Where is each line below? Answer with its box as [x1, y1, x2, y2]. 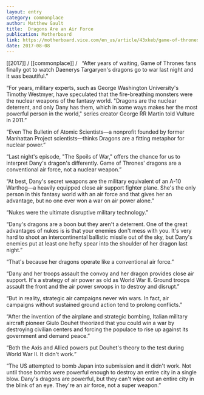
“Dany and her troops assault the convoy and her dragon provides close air [6, 270, 194, 277]
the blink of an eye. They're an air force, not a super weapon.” [6, 381, 161, 389]
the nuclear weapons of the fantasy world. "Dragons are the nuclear [6, 97, 177, 104]
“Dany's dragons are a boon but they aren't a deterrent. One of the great [6, 220, 188, 228]
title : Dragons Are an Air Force [6, 26, 94, 32]
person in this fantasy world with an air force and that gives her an [6, 190, 172, 197]
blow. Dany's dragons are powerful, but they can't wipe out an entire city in [6, 375, 194, 382]
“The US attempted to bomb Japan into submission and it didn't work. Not [6, 362, 191, 369]
